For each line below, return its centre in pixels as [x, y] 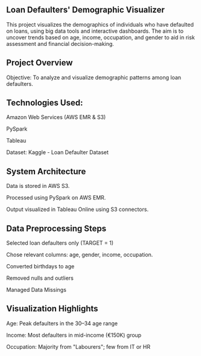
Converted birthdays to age [40, 267]
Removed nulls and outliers [40, 278]
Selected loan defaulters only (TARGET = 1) [60, 243]
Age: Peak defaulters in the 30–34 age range [62, 323]
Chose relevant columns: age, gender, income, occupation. [80, 255]
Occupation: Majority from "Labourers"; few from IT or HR [78, 346]
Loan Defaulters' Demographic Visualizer [85, 10]
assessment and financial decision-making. [60, 44]
